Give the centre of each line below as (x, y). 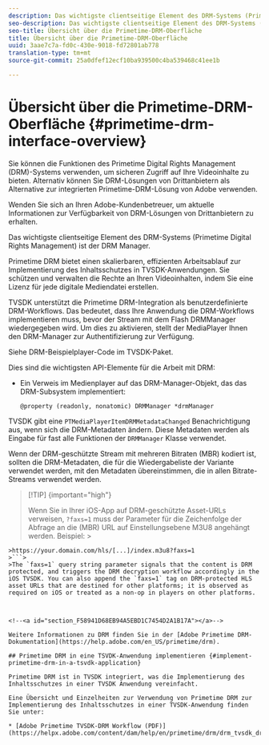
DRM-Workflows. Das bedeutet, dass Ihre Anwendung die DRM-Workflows (131, 310)
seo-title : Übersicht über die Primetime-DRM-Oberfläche (105, 30)
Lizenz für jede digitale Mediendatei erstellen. (84, 286)
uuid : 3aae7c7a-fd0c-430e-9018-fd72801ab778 (84, 46)
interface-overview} (77, 142)
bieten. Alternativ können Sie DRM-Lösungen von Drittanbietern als (119, 180)
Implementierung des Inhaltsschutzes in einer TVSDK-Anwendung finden (128, 705)
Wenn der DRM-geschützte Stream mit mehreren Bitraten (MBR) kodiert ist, (132, 453)
